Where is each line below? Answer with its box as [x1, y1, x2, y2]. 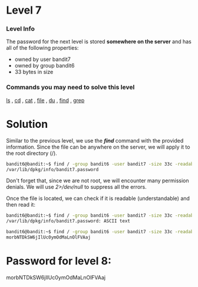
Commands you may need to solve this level [6, 83, 135, 92]
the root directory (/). [6, 149, 57, 157]
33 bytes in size [14, 69, 54, 76]
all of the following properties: [6, 44, 79, 51]
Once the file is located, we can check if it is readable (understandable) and [6, 195, 190, 202]
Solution [6, 117, 48, 131]
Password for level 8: [6, 254, 112, 268]
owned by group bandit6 [14, 62, 75, 69]
